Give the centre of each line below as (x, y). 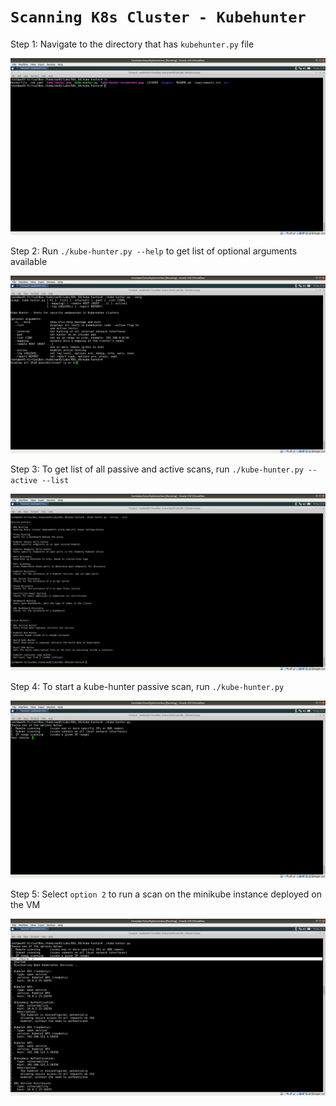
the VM (25, 904)
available (29, 262)
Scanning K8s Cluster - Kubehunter (158, 17)
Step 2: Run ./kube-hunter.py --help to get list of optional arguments (154, 251)
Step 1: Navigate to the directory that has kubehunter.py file (132, 44)
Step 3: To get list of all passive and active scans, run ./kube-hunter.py (157, 469)
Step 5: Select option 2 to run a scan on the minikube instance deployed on (166, 894)
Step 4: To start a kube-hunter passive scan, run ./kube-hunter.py (147, 687)
